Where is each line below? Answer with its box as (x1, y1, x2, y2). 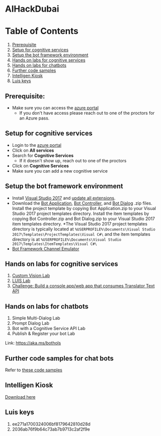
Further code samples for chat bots (5, 354, 114, 363)
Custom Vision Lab (12, 273, 50, 279)
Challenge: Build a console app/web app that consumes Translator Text (12, 283, 155, 289)
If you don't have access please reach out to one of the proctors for (19, 110, 155, 116)
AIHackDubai (5, 3, 60, 15)
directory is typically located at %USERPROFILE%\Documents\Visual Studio (12, 226, 156, 232)
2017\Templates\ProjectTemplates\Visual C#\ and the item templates (12, 231, 150, 237)
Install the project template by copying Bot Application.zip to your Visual (12, 205, 156, 211)
